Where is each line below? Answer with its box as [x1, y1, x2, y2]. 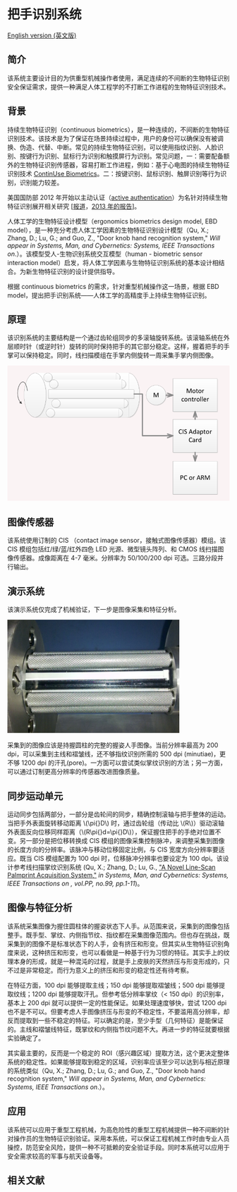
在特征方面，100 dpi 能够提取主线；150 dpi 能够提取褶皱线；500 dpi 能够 [7, 981, 219, 989]
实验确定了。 [7, 1033, 44, 1042]
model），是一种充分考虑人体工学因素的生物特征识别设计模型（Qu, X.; [7, 226, 209, 234]
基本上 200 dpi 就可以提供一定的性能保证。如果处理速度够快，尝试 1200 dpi [7, 998, 227, 1007]
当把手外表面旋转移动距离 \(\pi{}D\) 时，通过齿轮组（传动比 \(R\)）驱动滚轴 [7, 819, 224, 828]
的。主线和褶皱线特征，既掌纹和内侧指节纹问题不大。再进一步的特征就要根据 [7, 1025, 230, 1033]
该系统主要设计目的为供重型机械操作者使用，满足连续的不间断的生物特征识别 [7, 73, 230, 82]
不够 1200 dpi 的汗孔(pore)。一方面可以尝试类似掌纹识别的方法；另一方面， [7, 758, 227, 767]
